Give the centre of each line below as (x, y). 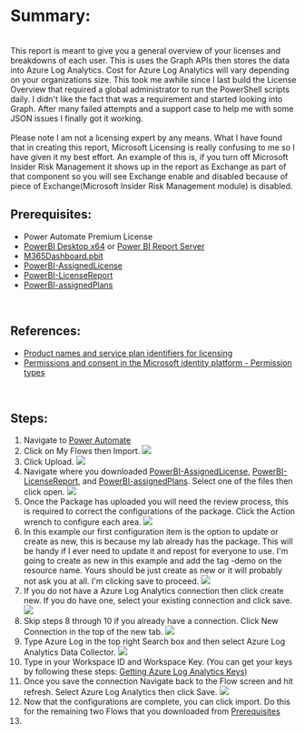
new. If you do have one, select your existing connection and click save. (158, 600)
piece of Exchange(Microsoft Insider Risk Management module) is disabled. (152, 186)
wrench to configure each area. (82, 522)
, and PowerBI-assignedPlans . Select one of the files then (185, 481)
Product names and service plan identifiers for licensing (128, 353)
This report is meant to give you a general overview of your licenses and (145, 50)
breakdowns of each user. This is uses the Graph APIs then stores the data (150, 60)
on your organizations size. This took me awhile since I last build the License (153, 79)
